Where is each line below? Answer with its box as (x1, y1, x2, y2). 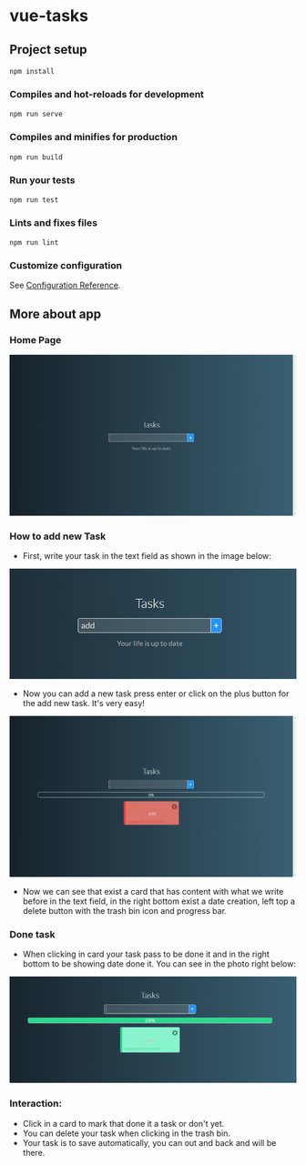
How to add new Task (9, 530, 107, 542)
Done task (9, 927, 56, 940)
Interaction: (9, 1098, 63, 1110)
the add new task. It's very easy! (22, 697, 146, 708)
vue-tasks (9, 5, 89, 26)
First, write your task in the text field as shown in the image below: (22, 551, 271, 562)
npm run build (9, 152, 64, 162)
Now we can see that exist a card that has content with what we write (22, 886, 284, 897)
